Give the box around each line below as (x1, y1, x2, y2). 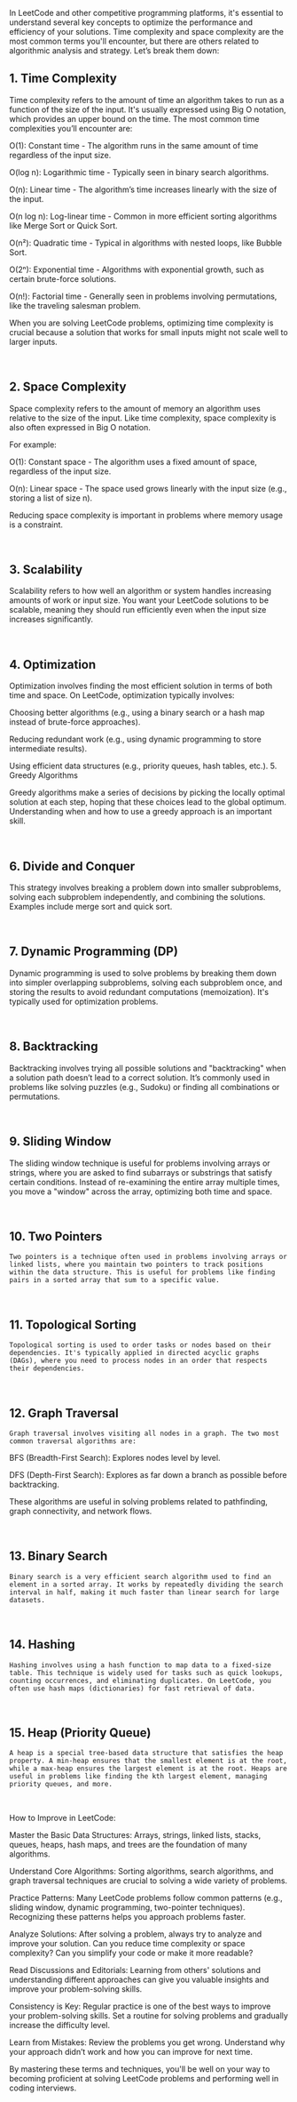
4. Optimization (9, 657, 97, 672)
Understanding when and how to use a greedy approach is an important (9, 806, 272, 817)
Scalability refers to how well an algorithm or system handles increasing (9, 586, 272, 597)
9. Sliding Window (9, 1134, 112, 1150)
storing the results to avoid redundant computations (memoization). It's (9, 986, 269, 997)
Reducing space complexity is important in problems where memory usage (9, 509, 284, 520)
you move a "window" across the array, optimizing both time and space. (9, 1186, 273, 1197)
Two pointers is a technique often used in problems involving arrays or (9, 1253, 288, 1262)
